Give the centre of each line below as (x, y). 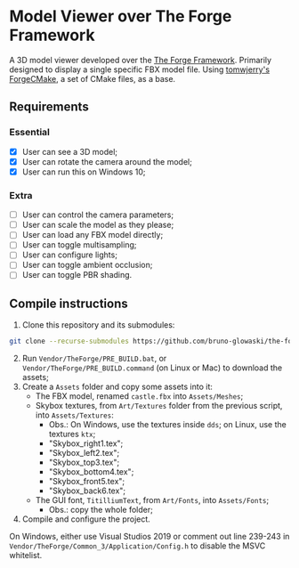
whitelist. (26, 556)
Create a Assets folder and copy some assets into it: (117, 387)
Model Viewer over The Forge (121, 16)
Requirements (49, 107)
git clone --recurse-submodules (69, 341)
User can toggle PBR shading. (77, 275)
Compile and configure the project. (86, 519)
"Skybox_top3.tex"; (84, 463)
